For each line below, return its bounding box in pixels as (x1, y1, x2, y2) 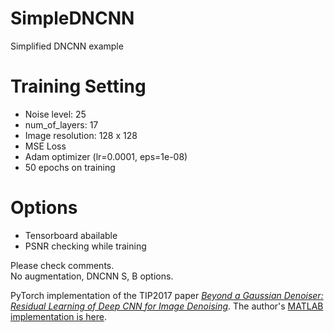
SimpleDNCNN (10, 7, 135, 30)
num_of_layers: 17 (24, 118, 99, 131)
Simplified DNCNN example (10, 40, 124, 52)
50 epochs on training (24, 161, 116, 173)
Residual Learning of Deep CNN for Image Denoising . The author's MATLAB (10, 300, 324, 312)
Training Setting (10, 75, 147, 98)
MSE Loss (24, 140, 67, 152)
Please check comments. (10, 259, 115, 271)
